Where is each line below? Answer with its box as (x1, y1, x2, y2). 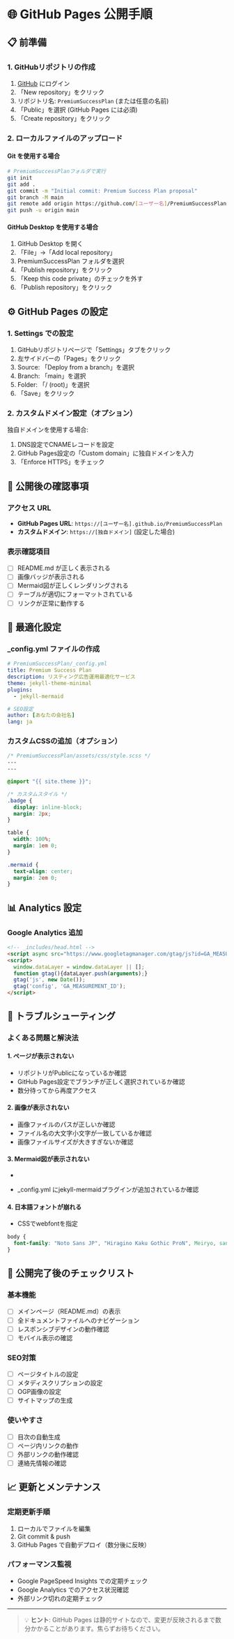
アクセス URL (7, 503, 52, 513)
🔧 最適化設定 (7, 622, 61, 633)
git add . (7, 181, 36, 188)
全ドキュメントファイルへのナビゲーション (17, 1316, 140, 1324)
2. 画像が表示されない (7, 1103, 70, 1112)
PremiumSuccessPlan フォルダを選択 (17, 257, 125, 265)
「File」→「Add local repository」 (17, 249, 116, 257)
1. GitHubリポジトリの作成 (7, 62, 96, 72)
